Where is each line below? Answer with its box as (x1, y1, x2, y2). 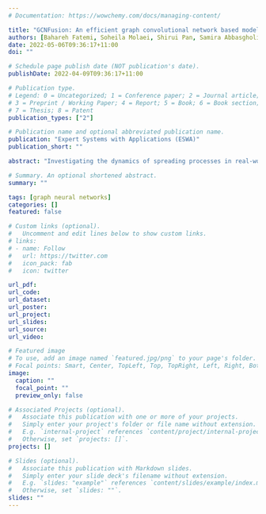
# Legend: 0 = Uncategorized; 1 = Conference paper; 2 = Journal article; (8, 91, 260, 99)
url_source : (8, 325, 47, 334)
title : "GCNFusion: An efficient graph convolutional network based (8, 25, 239, 34)
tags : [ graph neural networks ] (8, 193, 112, 201)
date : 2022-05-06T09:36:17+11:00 (8, 41, 119, 48)
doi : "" (8, 48, 34, 56)
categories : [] (8, 200, 59, 209)
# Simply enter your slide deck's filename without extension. (8, 472, 228, 480)
